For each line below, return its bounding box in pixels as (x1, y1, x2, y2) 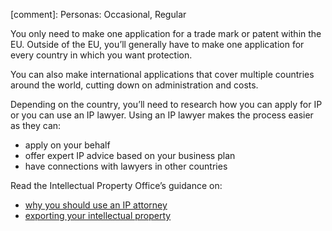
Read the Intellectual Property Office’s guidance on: (10, 180, 223, 191)
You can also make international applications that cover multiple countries (10, 69, 315, 80)
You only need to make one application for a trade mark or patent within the (10, 28, 322, 39)
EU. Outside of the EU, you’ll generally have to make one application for (10, 39, 305, 50)
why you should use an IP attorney (24, 199, 168, 211)
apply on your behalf (24, 139, 111, 151)
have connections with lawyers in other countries (24, 160, 228, 172)
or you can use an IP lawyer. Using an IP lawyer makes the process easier (10, 109, 314, 121)
